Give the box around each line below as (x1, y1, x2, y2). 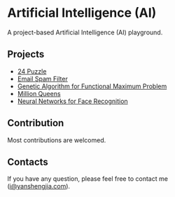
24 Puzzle (17, 67, 47, 75)
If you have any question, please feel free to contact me (7, 175, 168, 183)
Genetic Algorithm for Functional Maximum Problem (17, 82, 167, 90)
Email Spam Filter (17, 74, 68, 83)
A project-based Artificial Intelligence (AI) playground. (7, 28, 163, 36)
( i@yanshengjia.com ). (7, 182, 71, 191)
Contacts (7, 156, 49, 168)
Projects (7, 48, 45, 60)
